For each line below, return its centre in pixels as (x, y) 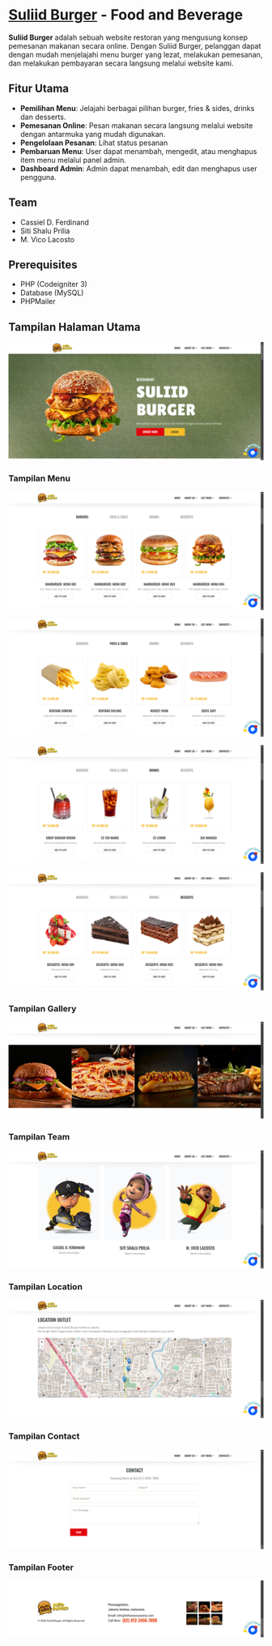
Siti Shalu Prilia (45, 231)
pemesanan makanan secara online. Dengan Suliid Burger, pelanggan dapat (135, 45)
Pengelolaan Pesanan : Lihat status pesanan (94, 143)
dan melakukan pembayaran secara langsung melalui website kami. (121, 63)
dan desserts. (43, 117)
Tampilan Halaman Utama (74, 327)
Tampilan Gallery (42, 1008)
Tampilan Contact (44, 1436)
